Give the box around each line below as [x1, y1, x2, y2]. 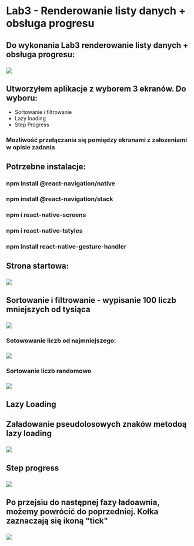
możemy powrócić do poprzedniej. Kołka [6, 506, 159, 516]
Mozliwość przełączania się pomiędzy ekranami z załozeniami [6, 136, 188, 144]
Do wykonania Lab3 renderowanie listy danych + [6, 40, 189, 50]
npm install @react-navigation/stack [6, 195, 113, 203]
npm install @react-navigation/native [6, 179, 116, 187]
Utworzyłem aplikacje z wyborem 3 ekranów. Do [6, 84, 186, 94]
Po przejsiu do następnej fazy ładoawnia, [6, 497, 160, 507]
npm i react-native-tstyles [6, 227, 83, 235]
